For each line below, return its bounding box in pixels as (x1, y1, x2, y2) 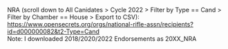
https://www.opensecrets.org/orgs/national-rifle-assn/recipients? (7, 20, 193, 28)
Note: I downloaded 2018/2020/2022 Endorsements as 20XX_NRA (7, 35, 197, 43)
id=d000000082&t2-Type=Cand (7, 27, 100, 35)
